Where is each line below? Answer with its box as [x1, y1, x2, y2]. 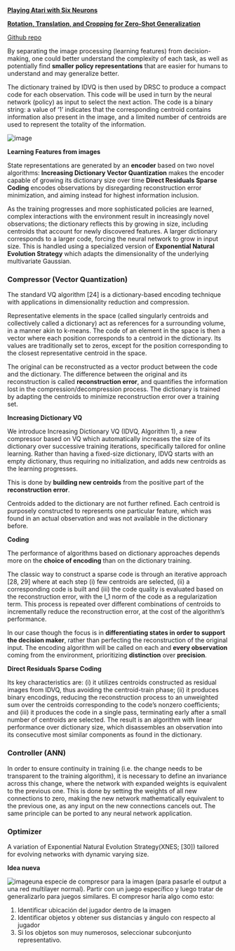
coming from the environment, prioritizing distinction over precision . [7, 651, 207, 660]
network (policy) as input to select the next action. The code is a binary [7, 98, 213, 106]
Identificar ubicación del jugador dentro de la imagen [17, 905, 171, 914]
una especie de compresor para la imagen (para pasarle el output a [32, 877, 227, 886]
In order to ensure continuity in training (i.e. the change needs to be [7, 764, 203, 772]
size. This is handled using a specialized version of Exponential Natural [7, 242, 215, 250]
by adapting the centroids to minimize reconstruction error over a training [7, 392, 220, 401]
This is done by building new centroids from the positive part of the [7, 478, 204, 487]
